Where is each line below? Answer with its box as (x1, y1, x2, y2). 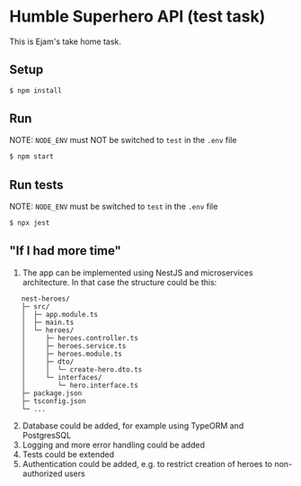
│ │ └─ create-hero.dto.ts (21, 364, 143, 374)
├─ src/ (21, 301, 50, 311)
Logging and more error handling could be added (22, 439, 205, 450)
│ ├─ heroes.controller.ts (21, 333, 139, 343)
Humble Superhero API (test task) (9, 6, 266, 27)
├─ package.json (21, 389, 83, 398)
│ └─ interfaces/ (21, 373, 102, 382)
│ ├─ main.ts (21, 318, 75, 327)
